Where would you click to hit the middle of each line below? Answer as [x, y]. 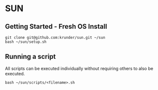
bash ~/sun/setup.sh [26, 42]
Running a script [30, 57]
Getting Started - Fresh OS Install [56, 27]
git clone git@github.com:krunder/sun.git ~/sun [55, 37]
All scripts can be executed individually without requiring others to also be [79, 68]
